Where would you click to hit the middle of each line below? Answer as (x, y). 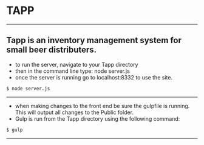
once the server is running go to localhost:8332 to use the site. (94, 77)
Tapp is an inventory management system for (94, 40)
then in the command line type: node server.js (73, 71)
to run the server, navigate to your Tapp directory (76, 64)
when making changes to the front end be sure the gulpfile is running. (102, 106)
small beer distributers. (52, 50)
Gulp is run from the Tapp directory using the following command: (97, 118)
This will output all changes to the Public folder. (74, 112)
